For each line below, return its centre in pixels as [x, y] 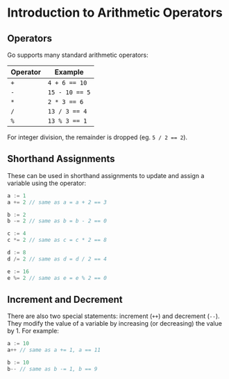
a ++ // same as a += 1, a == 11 [54, 350]
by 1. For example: [33, 331]
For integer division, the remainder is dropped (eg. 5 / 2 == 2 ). [97, 137]
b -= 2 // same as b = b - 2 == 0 [57, 221]
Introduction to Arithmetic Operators [115, 13]
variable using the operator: [47, 183]
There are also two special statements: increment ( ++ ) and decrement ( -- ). [113, 316]
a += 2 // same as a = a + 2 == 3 [57, 202]
